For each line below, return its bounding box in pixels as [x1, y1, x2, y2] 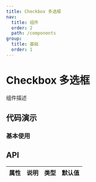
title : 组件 [11, 19, 39, 25]
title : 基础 [11, 42, 39, 47]
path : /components [11, 30, 57, 36]
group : [6, 36, 22, 42]
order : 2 [11, 25, 33, 31]
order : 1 [11, 47, 33, 53]
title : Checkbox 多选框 [6, 8, 61, 15]
